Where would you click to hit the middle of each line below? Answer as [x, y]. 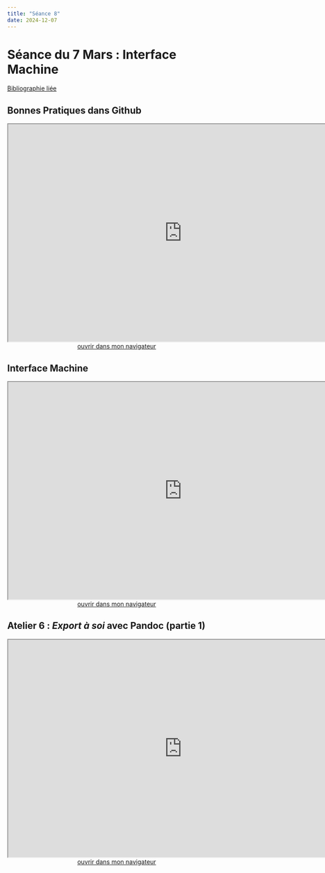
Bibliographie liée [32, 88]
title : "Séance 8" [34, 14]
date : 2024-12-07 [32, 20]
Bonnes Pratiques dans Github [74, 110]
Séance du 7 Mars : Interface [92, 55]
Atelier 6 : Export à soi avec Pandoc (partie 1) [107, 626]
